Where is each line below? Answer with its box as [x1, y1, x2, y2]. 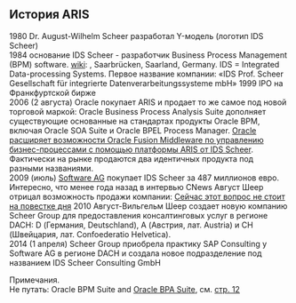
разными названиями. [9, 163, 94, 173]
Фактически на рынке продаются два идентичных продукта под [9, 153, 254, 163]
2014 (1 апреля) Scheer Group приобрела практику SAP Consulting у [9, 238, 268, 249]
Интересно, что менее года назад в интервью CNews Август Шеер [9, 181, 264, 192]
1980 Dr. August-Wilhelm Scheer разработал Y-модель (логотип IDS [9, 30, 264, 41]
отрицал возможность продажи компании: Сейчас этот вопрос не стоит [9, 191, 286, 202]
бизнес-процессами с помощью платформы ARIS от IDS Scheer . [9, 144, 253, 155]
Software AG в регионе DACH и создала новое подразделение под [9, 248, 262, 259]
